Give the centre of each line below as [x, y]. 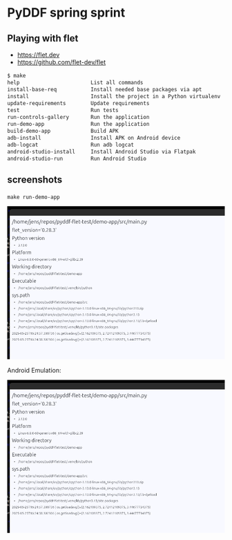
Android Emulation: [34, 370]
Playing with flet [43, 38]
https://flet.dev [38, 55]
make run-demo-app [33, 197]
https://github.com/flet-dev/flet [61, 62]
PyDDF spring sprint [66, 13]
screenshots [35, 180]
